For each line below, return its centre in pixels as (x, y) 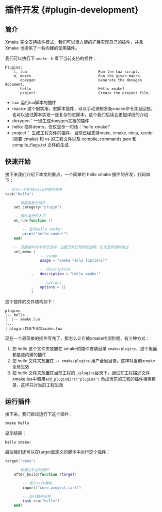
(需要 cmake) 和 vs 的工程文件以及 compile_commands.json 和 (74, 139)
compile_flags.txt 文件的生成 (40, 145)
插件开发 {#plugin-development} (72, 10)
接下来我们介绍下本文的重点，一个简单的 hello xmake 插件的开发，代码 (76, 174)
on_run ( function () (33, 221)
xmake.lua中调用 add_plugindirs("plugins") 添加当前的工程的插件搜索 (82, 379)
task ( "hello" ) (19, 194)
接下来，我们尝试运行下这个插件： (39, 414)
